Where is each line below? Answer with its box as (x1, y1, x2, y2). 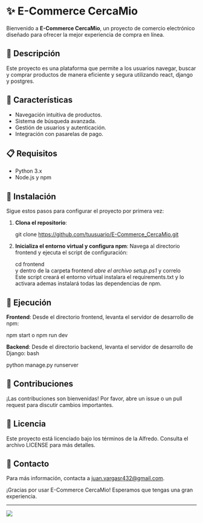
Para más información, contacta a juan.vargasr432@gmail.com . (6, 475, 165, 482)
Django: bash (6, 350, 39, 357)
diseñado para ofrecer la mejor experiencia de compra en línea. (6, 31, 165, 38)
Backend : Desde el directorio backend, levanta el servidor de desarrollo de (6, 343, 193, 350)
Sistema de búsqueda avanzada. (14, 117, 97, 124)
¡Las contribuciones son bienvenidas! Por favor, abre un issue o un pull (6, 394, 182, 402)
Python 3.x (14, 167, 42, 175)
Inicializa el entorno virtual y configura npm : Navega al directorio (14, 243, 180, 250)
